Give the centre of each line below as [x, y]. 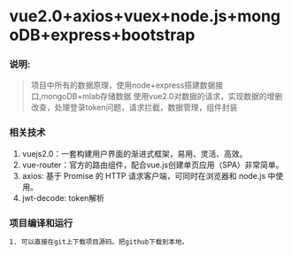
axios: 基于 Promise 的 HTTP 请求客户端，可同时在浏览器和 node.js [144, 175]
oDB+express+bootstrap [102, 35]
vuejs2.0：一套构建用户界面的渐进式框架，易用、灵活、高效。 [134, 153]
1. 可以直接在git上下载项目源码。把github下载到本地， [99, 242]
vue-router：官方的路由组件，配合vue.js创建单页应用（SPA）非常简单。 [153, 165]
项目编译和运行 [41, 223]
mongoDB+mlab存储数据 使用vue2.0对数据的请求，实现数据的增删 [162, 97]
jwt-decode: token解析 [63, 197]
